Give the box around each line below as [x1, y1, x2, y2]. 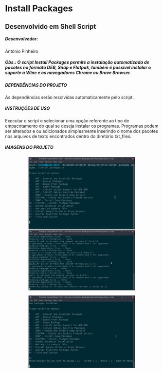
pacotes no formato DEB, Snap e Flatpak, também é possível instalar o [5, 64, 151, 71]
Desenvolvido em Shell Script [5, 22, 96, 31]
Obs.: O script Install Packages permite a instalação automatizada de [5, 59, 149, 65]
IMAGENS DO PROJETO [5, 144, 54, 150]
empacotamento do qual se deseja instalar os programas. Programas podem [5, 123, 159, 129]
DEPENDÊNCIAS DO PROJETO [5, 82, 67, 88]
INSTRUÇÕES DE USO [5, 105, 50, 111]
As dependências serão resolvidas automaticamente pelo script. [5, 94, 134, 100]
